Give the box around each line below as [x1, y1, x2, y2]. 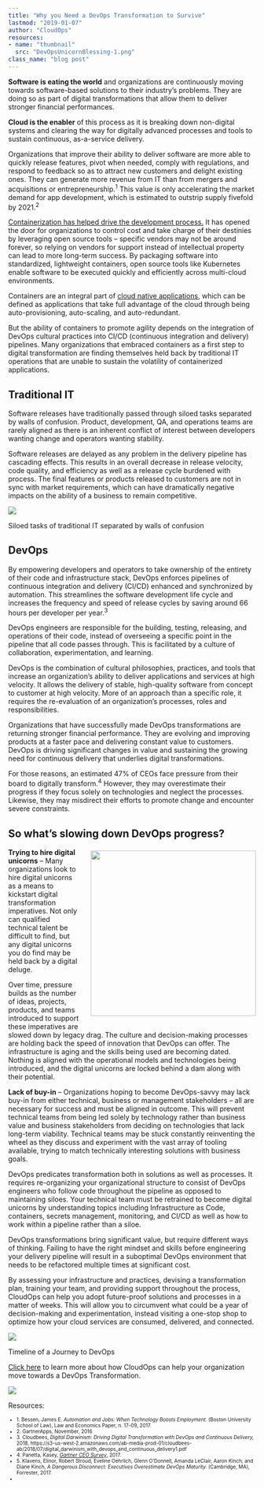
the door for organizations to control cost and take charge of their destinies [8, 226, 252, 235]
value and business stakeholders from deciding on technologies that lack [8, 1120, 245, 1130]
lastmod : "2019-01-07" [8, 19, 82, 27]
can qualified [8, 914, 51, 924]
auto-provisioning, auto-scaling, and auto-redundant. [8, 308, 181, 317]
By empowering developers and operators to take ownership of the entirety [8, 564, 252, 574]
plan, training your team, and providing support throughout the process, [8, 1283, 241, 1293]
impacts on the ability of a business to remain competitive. [8, 491, 197, 500]
